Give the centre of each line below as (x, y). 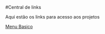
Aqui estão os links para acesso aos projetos (52, 17)
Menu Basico (19, 26)
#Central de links (23, 7)
